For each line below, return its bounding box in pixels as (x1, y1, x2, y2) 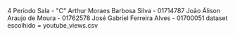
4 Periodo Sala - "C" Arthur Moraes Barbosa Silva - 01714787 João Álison (7, 7, 220, 15)
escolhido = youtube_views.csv (7, 21, 99, 29)
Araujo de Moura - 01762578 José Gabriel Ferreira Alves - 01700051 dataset (7, 14, 228, 22)
